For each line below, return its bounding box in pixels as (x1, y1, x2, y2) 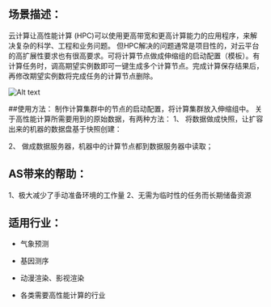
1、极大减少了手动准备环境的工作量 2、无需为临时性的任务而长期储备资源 (8, 190, 252, 200)
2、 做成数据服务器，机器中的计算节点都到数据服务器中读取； (8, 141, 214, 151)
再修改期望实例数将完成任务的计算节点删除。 (8, 71, 158, 81)
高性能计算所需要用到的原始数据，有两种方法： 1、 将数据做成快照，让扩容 (15, 114, 264, 124)
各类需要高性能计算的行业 (19, 290, 106, 301)
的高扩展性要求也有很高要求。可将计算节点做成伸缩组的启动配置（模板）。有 (8, 51, 260, 61)
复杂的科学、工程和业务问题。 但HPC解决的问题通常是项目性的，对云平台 (15, 40, 260, 50)
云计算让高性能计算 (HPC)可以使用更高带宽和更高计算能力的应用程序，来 (8, 31, 251, 40)
